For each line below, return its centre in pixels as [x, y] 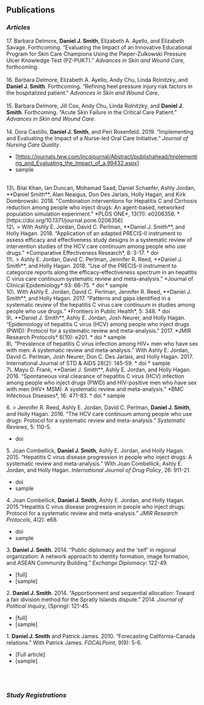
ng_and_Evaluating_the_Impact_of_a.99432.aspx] [77, 163]
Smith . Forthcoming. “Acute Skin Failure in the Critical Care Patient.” [92, 112]
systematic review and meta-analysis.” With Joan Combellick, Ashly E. [94, 463]
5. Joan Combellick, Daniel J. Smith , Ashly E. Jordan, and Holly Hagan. [95, 450]
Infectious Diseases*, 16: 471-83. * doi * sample [66, 395]
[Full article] [30, 654]
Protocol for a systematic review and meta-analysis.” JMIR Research [92, 513]
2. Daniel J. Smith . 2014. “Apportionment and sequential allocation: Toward [100, 593]
